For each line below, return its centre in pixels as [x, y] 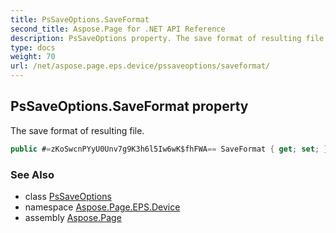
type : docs [33, 47]
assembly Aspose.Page [73, 217]
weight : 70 [33, 57]
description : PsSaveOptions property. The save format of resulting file [167, 38]
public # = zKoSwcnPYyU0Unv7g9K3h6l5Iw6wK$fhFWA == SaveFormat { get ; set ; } [169, 149]
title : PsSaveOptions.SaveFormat [80, 19]
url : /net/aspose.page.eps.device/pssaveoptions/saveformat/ [140, 66]
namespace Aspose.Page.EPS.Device [102, 207]
